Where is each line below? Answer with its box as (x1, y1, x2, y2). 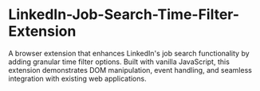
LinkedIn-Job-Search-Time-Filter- (8, 6, 240, 24)
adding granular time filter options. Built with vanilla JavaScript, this (8, 57, 230, 66)
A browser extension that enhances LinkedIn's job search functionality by (8, 48, 250, 58)
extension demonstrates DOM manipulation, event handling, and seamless (8, 65, 253, 74)
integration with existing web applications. (8, 74, 147, 83)
